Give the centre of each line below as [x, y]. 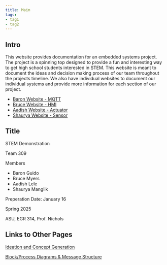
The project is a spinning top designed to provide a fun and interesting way [84, 62]
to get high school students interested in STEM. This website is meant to [81, 68]
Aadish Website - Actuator [40, 110]
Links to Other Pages [39, 235]
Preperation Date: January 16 [36, 199]
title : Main [18, 10]
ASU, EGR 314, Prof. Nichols [35, 218]
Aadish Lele [25, 184]
